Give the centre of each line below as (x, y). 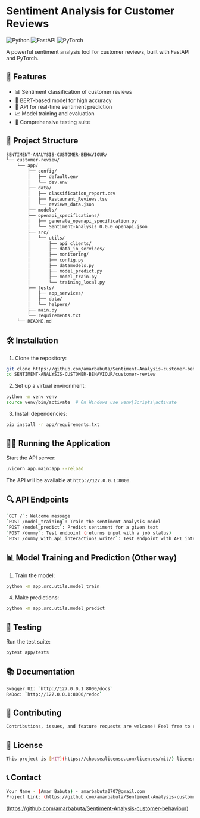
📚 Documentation (41, 672)
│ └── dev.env (48, 182)
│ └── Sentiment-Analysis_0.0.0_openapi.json (87, 226)
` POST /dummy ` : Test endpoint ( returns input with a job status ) (89, 533)
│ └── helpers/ (49, 305)
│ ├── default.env (53, 177)
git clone (18, 369)
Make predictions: (37, 598)
